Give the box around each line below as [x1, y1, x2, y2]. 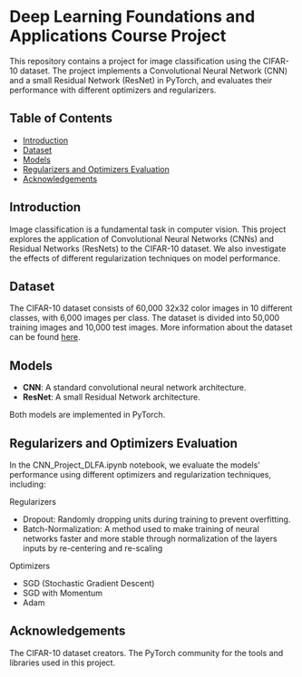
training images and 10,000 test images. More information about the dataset [9, 322, 293, 333]
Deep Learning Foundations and [9, 6, 256, 27]
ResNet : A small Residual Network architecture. [22, 392, 201, 402]
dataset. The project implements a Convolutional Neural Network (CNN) [19, 65, 288, 76]
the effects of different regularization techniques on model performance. [9, 252, 281, 264]
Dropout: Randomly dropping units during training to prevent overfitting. [22, 514, 291, 525]
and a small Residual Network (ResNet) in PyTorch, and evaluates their [9, 74, 273, 85]
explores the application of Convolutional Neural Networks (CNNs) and [9, 233, 274, 244]
